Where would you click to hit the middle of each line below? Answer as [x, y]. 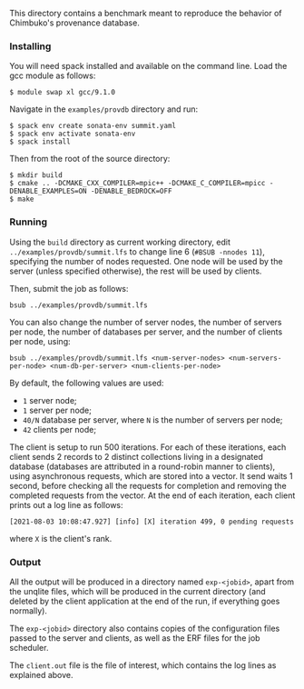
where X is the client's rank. [61, 538]
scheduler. [29, 647]
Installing [30, 46]
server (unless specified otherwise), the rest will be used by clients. [136, 271]
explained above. [41, 674]
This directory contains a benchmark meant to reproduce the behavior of [146, 13]
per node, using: [40, 341]
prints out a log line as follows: [67, 504]
